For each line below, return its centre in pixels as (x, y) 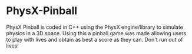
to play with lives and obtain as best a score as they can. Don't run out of (95, 39)
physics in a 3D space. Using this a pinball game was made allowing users (96, 33)
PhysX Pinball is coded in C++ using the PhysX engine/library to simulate (95, 27)
